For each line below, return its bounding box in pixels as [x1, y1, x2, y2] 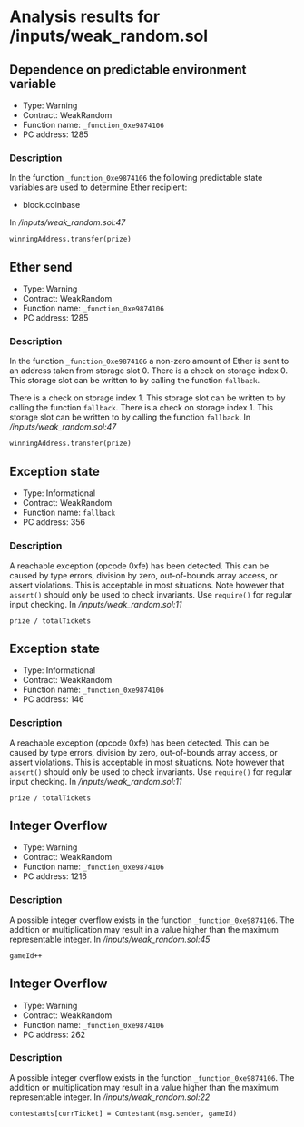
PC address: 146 [22, 694, 84, 705]
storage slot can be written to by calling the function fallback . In [9, 411, 251, 423]
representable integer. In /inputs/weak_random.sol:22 [9, 1092, 211, 1102]
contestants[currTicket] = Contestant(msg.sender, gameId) [9, 1109, 238, 1118]
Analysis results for [9, 6, 161, 27]
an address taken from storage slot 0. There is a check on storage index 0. [9, 365, 289, 376]
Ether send [9, 259, 73, 274]
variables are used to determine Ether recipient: [9, 182, 188, 193]
